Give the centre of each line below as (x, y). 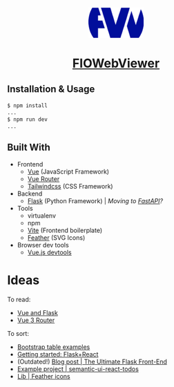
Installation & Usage (51, 89)
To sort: (18, 333)
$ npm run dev (28, 119)
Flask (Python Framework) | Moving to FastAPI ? (95, 200)
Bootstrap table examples (54, 347)
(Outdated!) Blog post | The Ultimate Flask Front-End (92, 361)
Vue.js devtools (49, 252)
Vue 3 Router (36, 320)
